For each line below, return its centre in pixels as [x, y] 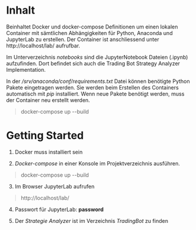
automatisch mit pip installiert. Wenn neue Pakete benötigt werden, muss [95, 94]
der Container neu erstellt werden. [48, 100]
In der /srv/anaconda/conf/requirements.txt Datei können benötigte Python [98, 81]
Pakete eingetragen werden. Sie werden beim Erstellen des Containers [93, 87]
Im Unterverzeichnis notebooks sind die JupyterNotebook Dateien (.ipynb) [97, 57]
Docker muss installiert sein [49, 152]
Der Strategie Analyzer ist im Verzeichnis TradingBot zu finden [91, 221]
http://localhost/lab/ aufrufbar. [43, 46]
